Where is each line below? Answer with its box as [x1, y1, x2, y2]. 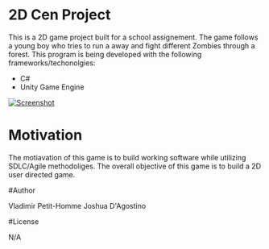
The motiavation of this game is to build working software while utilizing [8, 152, 246, 162]
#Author [8, 185, 36, 195]
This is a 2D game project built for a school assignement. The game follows [8, 32, 259, 42]
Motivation [8, 127, 83, 144]
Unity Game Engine [19, 82, 85, 92]
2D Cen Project [8, 6, 111, 24]
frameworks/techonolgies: [8, 58, 96, 68]
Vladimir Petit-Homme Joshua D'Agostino [8, 201, 147, 210]
